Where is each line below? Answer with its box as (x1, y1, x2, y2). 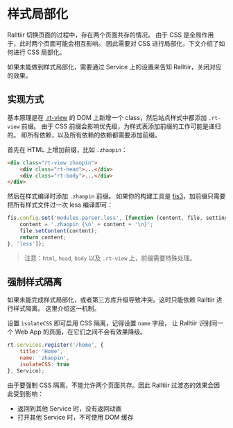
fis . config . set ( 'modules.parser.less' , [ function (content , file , (7, 214, 203, 222)
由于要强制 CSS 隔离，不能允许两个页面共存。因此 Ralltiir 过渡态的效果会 (7, 381, 214, 389)
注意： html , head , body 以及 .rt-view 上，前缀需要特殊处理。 (24, 254, 196, 262)
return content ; (19, 234, 67, 241)
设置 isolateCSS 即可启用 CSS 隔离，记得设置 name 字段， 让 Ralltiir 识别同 (7, 319, 218, 327)
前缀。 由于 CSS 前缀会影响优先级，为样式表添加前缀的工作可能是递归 (21, 122, 221, 130)
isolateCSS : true (19, 361, 70, 368)
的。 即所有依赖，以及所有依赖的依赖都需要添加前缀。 (7, 130, 161, 139)
